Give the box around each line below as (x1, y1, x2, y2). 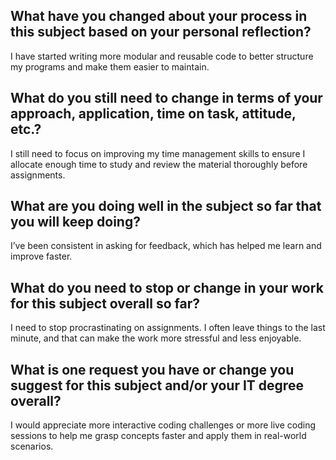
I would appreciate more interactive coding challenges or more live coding (10, 419, 316, 431)
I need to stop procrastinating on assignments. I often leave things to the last (10, 322, 326, 334)
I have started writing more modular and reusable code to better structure (10, 50, 314, 62)
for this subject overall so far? (10, 295, 200, 312)
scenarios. (10, 440, 54, 453)
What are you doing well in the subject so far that (10, 198, 322, 215)
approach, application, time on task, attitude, (10, 105, 297, 123)
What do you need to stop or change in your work (10, 279, 324, 296)
